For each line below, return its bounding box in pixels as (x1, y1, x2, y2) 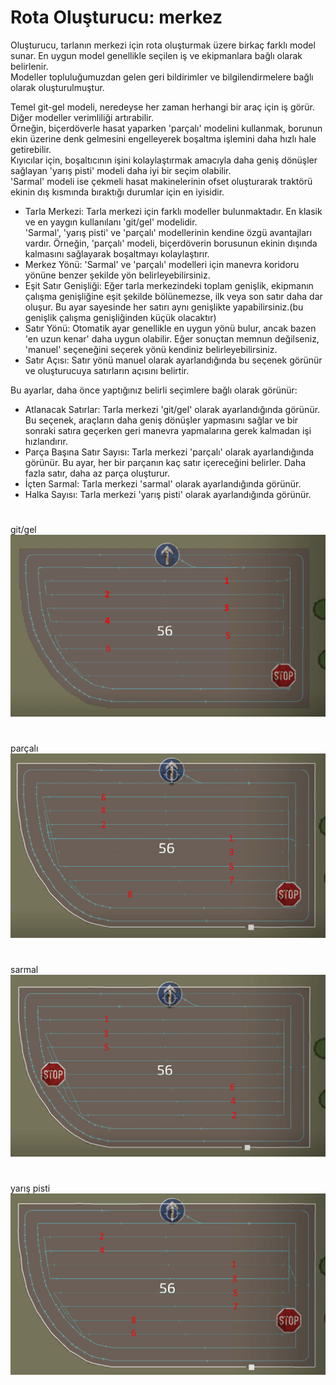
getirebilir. (10, 143, 52, 155)
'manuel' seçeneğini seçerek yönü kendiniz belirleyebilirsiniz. (24, 343, 278, 355)
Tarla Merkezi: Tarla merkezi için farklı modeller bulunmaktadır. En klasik (24, 205, 323, 217)
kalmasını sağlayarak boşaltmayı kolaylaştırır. (24, 247, 210, 260)
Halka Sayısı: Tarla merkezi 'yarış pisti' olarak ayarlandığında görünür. (24, 488, 312, 500)
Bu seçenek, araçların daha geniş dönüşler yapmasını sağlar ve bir (24, 414, 299, 426)
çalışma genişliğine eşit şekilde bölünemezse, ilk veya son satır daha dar (24, 290, 323, 302)
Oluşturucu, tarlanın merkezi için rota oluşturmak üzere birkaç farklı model (10, 39, 316, 51)
